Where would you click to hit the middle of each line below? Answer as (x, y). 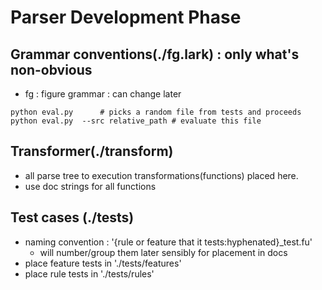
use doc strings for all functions (90, 186)
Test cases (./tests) (72, 217)
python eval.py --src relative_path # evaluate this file (136, 121)
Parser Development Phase (126, 17)
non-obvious (51, 69)
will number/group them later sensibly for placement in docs (163, 252)
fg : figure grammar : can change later (103, 94)
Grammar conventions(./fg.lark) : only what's (155, 54)
